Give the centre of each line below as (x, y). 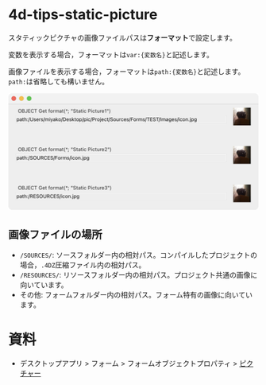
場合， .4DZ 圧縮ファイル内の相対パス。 (83, 265)
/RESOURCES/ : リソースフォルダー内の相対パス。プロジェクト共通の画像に (139, 275)
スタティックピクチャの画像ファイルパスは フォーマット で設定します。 (122, 37)
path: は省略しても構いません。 (59, 81)
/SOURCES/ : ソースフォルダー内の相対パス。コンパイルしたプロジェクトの (139, 255)
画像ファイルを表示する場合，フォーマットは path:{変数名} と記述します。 (127, 71)
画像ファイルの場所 (55, 234)
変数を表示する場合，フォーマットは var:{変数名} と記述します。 (111, 54)
